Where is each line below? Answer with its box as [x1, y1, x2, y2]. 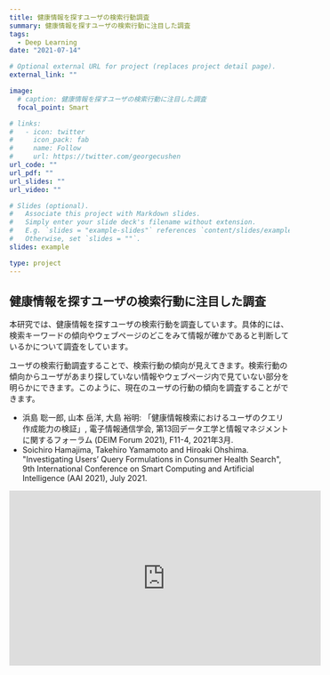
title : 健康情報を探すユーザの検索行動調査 [9, 12, 150, 22]
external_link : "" [9, 70, 77, 80]
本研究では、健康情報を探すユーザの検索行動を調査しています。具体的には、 [9, 319, 289, 330]
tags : [9, 29, 29, 38]
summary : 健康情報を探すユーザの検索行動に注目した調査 [9, 21, 191, 30]
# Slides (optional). [9, 201, 90, 210]
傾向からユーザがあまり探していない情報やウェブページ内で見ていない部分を [9, 371, 290, 382]
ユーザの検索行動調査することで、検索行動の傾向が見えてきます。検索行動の [9, 360, 288, 371]
